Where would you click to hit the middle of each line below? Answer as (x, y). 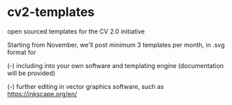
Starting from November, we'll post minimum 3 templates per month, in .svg (116, 45)
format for (22, 52)
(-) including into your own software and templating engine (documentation (116, 65)
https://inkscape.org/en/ (42, 94)
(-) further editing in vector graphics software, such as (86, 86)
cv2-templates (51, 12)
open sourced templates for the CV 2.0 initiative (76, 31)
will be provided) (31, 73)
